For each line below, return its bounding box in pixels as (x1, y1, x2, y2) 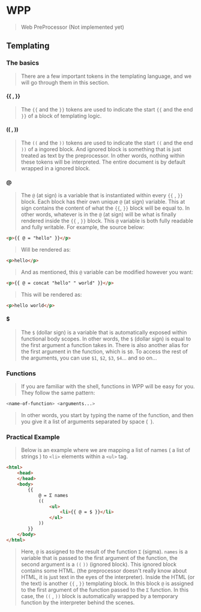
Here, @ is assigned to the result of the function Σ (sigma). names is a (20, 548, 188, 555)
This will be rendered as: (20, 291, 82, 298)
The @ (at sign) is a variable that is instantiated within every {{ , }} (20, 192, 183, 199)
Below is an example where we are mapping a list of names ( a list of (20, 447, 191, 454)
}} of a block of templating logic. (20, 112, 102, 119)
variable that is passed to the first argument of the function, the (20, 554, 178, 561)
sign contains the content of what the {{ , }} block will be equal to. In (20, 204, 190, 212)
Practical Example (6, 433, 60, 441)
